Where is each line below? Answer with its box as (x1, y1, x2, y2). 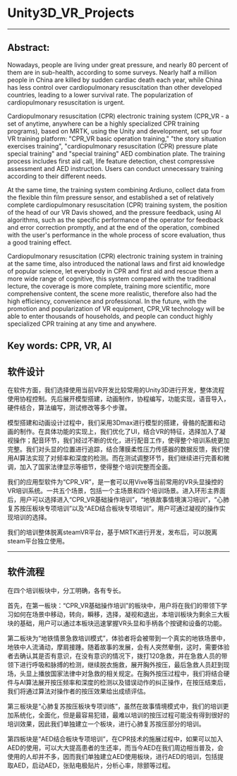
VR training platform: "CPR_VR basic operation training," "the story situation (7, 134, 226, 143)
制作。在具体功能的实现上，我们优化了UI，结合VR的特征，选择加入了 (19, 427, 220, 435)
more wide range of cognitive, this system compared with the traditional (7, 274, 217, 283)
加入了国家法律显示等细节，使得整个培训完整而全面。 (19, 462, 174, 471)
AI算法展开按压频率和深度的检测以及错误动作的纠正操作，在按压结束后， (19, 678, 230, 686)
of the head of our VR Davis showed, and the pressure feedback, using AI (7, 208, 221, 216)
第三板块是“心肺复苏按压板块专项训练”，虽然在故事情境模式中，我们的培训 (7, 702, 224, 710)
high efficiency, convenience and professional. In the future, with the (7, 297, 207, 305)
